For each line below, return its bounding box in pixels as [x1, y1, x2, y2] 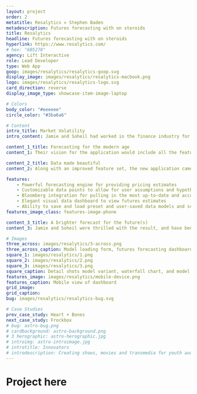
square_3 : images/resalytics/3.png [6, 262, 93, 269]
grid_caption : [6, 290, 41, 297]
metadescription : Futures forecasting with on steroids [6, 25, 145, 31]
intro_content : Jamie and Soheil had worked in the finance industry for [6, 133, 191, 140]
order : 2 [6, 14, 28, 20]
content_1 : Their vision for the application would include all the [6, 150, 177, 156]
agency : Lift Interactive [6, 52, 69, 58]
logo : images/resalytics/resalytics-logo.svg [6, 80, 119, 86]
